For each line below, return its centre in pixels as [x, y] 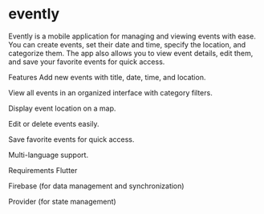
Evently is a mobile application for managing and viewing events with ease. [132, 36]
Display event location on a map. [62, 108]
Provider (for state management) [62, 201]
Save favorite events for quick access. [71, 139]
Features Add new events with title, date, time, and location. [107, 77]
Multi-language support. [49, 155]
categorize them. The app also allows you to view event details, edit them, [131, 53]
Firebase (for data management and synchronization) [96, 186]
